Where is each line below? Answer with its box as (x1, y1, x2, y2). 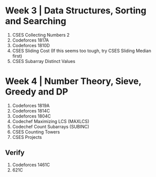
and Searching (5, 15, 66, 27)
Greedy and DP (5, 86, 68, 98)
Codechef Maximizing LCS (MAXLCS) (12, 118, 90, 124)
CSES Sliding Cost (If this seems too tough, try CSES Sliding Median (12, 48, 152, 54)
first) (12, 53, 22, 59)
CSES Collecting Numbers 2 (12, 32, 70, 38)
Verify (5, 149, 25, 157)
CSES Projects (12, 134, 42, 140)
